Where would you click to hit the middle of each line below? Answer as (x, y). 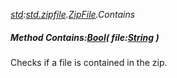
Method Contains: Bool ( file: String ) (85, 37)
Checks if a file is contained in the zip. (89, 62)
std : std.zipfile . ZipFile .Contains (73, 14)
